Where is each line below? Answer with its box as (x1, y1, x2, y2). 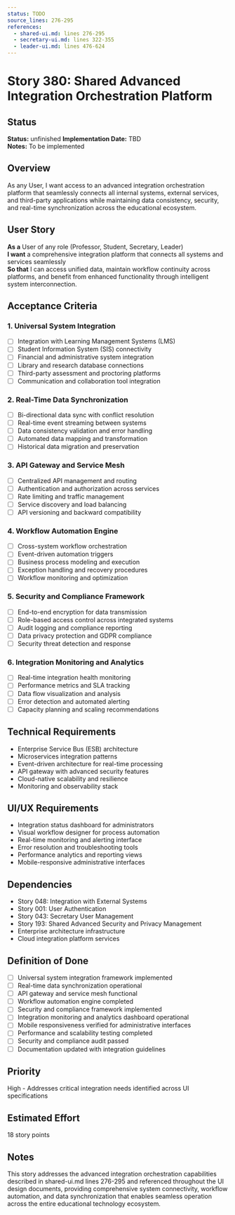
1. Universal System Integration (7, 321, 116, 331)
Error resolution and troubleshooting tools (17, 843, 138, 852)
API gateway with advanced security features (17, 767, 149, 775)
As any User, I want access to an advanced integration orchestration (7, 180, 205, 190)
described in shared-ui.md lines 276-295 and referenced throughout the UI (7, 1177, 224, 1186)
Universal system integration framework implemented (17, 973, 173, 982)
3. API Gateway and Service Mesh (7, 461, 125, 471)
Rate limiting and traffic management (17, 492, 125, 501)
